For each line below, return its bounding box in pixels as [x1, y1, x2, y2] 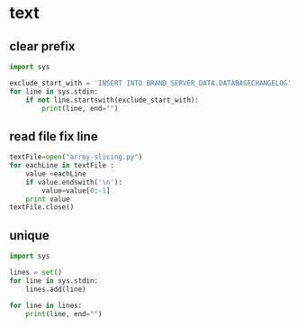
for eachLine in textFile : [9, 161, 115, 170]
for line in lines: [9, 301, 83, 310]
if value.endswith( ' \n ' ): [25, 177, 123, 186]
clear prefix [9, 39, 76, 54]
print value [25, 195, 70, 204]
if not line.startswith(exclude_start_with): [25, 95, 200, 104]
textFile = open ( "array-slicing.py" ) [9, 152, 143, 162]
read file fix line [9, 129, 98, 144]
